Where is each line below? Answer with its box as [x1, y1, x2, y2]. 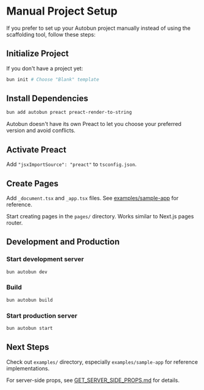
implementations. [6, 364, 50, 372]
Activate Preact [6, 144, 67, 155]
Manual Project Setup [6, 4, 118, 18]
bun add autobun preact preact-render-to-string [6, 110, 132, 116]
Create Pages [6, 178, 59, 189]
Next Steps [6, 342, 49, 352]
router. [6, 219, 23, 226]
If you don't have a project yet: [6, 64, 83, 72]
